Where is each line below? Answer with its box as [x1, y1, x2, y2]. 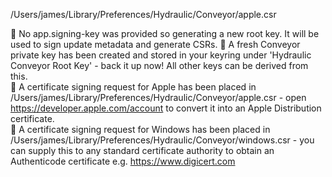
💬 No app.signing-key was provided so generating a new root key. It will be [10, 28, 320, 39]
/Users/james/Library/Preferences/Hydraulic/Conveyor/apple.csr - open [10, 92, 307, 103]
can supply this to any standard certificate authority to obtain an [10, 145, 275, 156]
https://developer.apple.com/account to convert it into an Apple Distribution [10, 102, 322, 114]
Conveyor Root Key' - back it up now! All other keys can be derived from [10, 60, 309, 71]
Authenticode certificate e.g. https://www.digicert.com [10, 155, 236, 167]
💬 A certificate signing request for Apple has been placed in [10, 81, 257, 93]
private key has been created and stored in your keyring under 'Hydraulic [10, 49, 312, 61]
